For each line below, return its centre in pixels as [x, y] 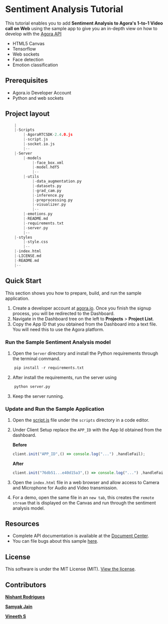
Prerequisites [27, 81]
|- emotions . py [38, 214]
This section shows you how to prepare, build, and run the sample [73, 293]
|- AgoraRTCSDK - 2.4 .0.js [48, 135]
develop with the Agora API [33, 34]
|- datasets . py [47, 186]
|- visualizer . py [49, 205]
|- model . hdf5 [45, 167]
